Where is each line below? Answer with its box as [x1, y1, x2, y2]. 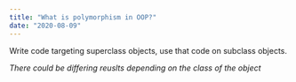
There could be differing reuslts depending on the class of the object [9, 63, 261, 73]
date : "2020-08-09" [9, 21, 82, 30]
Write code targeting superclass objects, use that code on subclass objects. [9, 45, 287, 56]
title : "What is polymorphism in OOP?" [9, 12, 157, 22]
